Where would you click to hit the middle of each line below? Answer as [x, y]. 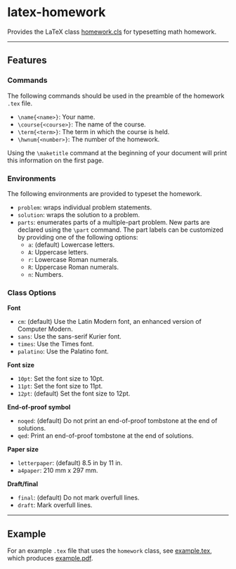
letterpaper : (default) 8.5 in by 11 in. [70, 463]
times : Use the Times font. [55, 344]
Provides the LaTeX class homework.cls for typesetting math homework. [112, 32]
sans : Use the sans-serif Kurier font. [69, 336]
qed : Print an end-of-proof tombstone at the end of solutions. [106, 436]
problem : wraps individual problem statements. [85, 207]
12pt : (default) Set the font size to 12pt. [74, 393]
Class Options [32, 292]
